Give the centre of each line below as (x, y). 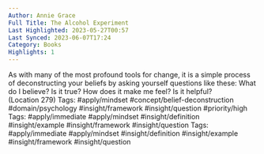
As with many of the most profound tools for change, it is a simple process (129, 75)
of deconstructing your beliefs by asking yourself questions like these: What (132, 83)
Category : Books (35, 45)
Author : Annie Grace (42, 15)
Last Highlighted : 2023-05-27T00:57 (68, 30)
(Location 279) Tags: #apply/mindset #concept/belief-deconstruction (121, 100)
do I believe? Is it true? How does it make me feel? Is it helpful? (110, 91)
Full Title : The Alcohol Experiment (68, 23)
